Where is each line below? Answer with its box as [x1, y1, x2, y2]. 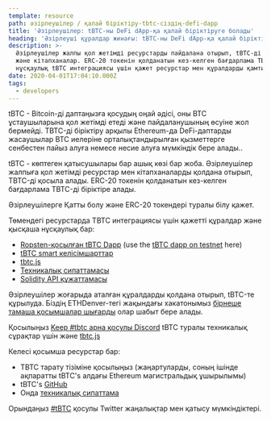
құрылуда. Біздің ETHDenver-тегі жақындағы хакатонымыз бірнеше [8, 298, 242, 308]
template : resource [8, 11, 74, 20]
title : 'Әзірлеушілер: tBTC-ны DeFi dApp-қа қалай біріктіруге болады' [8, 27, 254, 35]
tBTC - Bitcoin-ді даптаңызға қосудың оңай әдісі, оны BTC [8, 109, 207, 119]
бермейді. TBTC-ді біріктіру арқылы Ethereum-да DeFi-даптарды [8, 126, 232, 135]
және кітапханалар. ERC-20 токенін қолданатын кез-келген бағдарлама [15, 57, 254, 65]
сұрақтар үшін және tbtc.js [8, 331, 101, 341]
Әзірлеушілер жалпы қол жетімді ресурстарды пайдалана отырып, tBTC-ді [15, 49, 262, 57]
